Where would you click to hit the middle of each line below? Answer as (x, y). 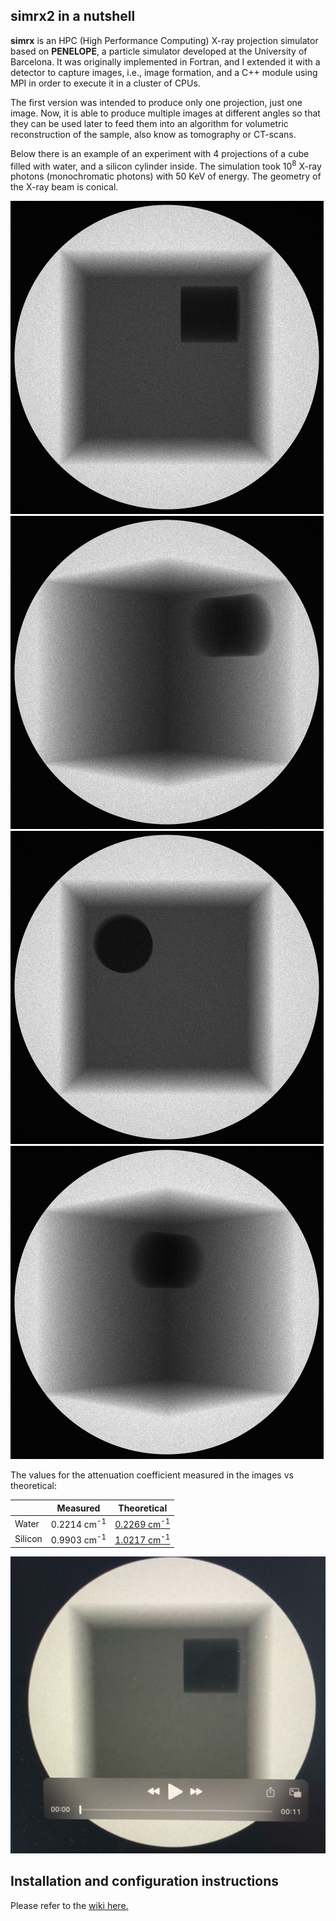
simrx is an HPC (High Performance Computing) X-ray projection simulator (164, 40)
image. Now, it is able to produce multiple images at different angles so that (165, 113)
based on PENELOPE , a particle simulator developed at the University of (159, 51)
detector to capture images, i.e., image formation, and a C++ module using (164, 72)
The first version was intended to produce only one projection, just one (156, 102)
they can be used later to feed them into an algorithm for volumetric (149, 123)
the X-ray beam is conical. (64, 187)
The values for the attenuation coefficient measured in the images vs (152, 1475)
